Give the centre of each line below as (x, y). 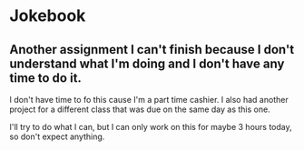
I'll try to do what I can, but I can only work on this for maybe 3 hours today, (151, 127)
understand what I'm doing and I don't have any (147, 63)
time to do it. (45, 78)
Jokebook (48, 16)
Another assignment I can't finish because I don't (152, 50)
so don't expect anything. (57, 136)
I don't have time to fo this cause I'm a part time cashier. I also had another (149, 100)
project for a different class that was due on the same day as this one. (140, 109)
